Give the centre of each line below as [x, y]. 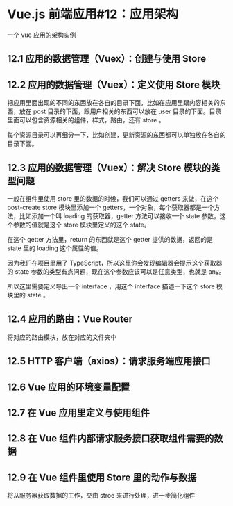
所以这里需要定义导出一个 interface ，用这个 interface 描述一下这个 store [111, 286]
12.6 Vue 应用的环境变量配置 [69, 387]
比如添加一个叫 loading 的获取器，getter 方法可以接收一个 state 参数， [119, 215]
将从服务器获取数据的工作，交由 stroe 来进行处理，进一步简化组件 [101, 496]
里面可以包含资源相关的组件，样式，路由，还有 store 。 [86, 120]
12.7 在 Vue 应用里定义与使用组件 [79, 413]
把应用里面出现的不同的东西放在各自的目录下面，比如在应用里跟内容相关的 [113, 103]
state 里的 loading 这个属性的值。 [55, 248]
